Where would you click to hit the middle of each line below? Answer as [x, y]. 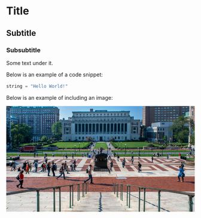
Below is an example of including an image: [60, 97]
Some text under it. [30, 63]
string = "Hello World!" [37, 86]
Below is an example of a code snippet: [55, 74]
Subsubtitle [23, 50]
